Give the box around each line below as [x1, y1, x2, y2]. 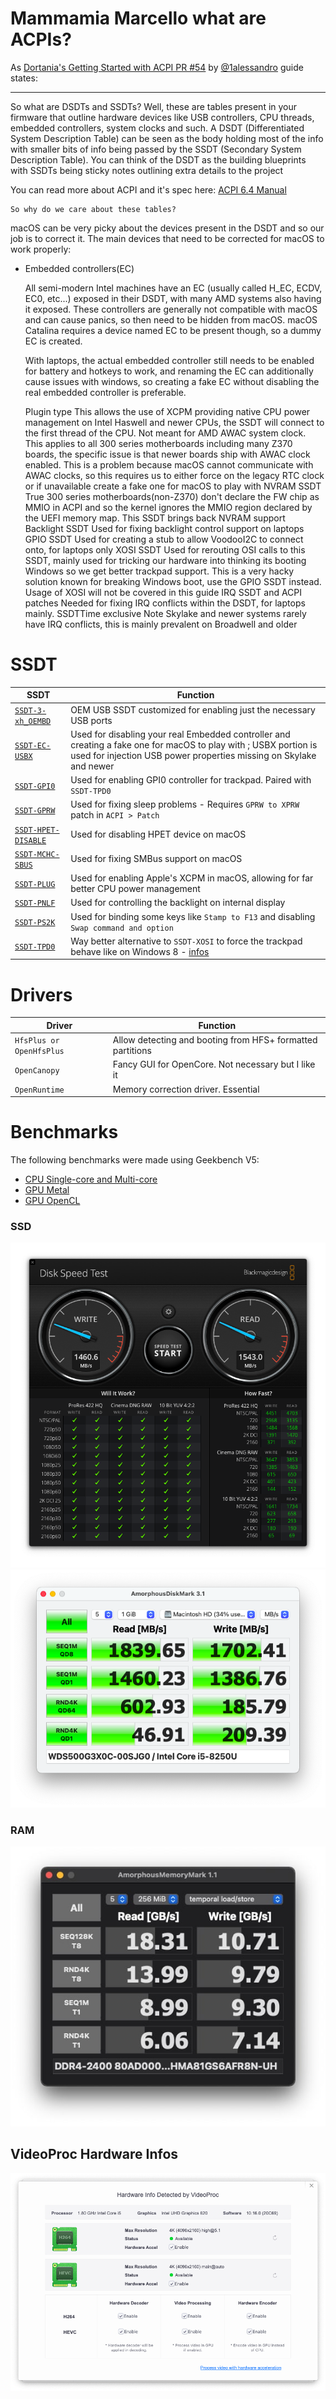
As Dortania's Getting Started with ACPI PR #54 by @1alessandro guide [10, 61, 304, 73]
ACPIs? [10, 28, 72, 51]
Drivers [10, 983, 73, 1006]
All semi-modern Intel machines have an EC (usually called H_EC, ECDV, [24, 282, 323, 294]
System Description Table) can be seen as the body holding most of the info [10, 132, 324, 144]
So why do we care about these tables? [10, 204, 177, 214]
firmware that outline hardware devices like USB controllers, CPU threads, [10, 111, 315, 123]
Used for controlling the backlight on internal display [70, 897, 286, 909]
